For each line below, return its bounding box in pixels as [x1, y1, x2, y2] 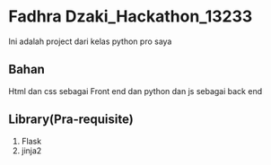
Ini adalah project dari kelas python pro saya [8, 36, 172, 47]
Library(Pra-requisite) [8, 112, 134, 127]
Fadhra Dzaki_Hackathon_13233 [8, 6, 253, 27]
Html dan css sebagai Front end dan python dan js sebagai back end [8, 85, 262, 96]
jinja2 [21, 145, 42, 156]
